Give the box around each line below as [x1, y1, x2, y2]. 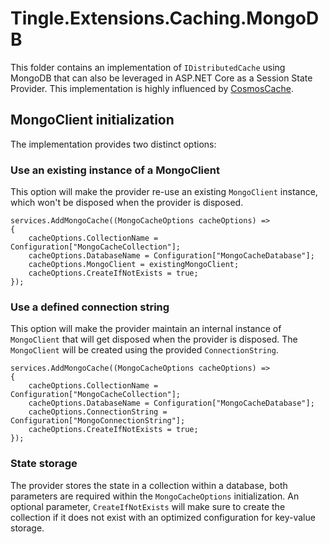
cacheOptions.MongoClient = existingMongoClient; [28, 260, 240, 270]
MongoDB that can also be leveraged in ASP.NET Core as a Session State [10, 72, 313, 84]
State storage [10, 457, 78, 471]
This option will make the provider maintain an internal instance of [10, 323, 282, 335]
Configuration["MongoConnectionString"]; [10, 416, 186, 426]
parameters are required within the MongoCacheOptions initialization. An [10, 490, 300, 502]
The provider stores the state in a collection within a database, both [10, 479, 288, 491]
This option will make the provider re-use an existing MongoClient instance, [10, 186, 318, 198]
